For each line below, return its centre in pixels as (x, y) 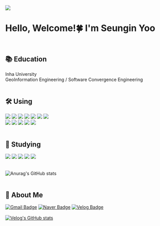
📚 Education (26, 59)
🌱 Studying (23, 144)
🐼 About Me (24, 195)
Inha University (21, 74)
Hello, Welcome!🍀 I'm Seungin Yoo (80, 28)
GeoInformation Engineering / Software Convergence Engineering (74, 79)
